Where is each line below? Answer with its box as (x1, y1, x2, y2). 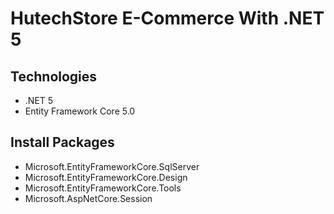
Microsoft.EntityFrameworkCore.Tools (24, 182, 182, 194)
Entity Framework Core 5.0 (24, 105, 136, 117)
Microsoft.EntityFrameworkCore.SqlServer (24, 160, 200, 172)
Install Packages (10, 134, 115, 151)
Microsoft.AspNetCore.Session (24, 192, 153, 204)
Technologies (10, 68, 98, 85)
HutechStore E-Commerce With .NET (10, 7, 325, 30)
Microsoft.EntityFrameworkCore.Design (24, 171, 188, 183)
